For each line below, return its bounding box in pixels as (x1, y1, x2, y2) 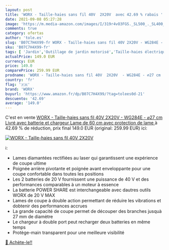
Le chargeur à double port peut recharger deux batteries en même (12, 219, 151, 225)
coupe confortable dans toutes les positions (12, 171, 104, 177)
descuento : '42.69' (5, 96, 46, 101)
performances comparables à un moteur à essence (12, 182, 119, 188)
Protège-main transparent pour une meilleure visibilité (12, 229, 125, 236)
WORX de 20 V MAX (12, 192, 55, 198)
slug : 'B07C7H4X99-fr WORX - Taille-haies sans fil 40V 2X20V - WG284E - (5, 40, 163, 45)
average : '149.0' (5, 101, 42, 106)
